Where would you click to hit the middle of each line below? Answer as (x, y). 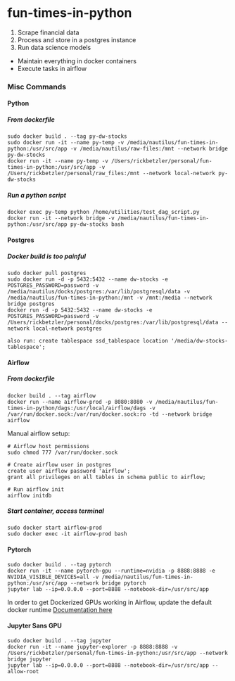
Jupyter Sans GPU (34, 626)
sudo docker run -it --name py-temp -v (66, 143)
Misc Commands (37, 87)
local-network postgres (67, 329)
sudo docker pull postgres (47, 273)
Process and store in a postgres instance (77, 39)
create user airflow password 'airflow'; (69, 471)
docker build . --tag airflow (52, 395)
